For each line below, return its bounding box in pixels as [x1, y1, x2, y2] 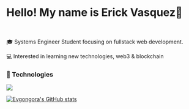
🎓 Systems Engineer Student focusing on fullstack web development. [6, 38, 183, 45]
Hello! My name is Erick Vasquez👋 [6, 6, 183, 20]
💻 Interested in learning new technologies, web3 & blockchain [6, 52, 164, 60]
